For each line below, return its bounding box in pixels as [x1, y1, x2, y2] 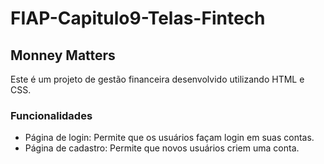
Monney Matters [10, 47, 116, 64]
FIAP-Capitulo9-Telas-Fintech [10, 7, 266, 30]
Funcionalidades [10, 108, 93, 122]
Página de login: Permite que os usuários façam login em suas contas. [24, 132, 315, 144]
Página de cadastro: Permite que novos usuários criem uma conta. [24, 142, 300, 154]
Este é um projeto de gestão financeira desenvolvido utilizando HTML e [10, 73, 305, 85]
